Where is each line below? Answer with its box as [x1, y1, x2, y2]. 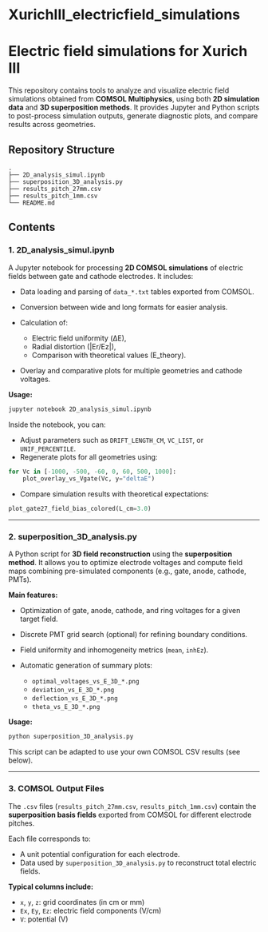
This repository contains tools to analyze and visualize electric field [8, 86, 230, 95]
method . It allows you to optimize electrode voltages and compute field [8, 558, 243, 568]
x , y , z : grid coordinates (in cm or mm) [19, 897, 145, 906]
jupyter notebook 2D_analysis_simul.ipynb [8, 405, 152, 413]
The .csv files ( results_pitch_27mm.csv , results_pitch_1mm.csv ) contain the [8, 801, 257, 811]
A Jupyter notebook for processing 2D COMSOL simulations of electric [8, 262, 244, 273]
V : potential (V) [19, 914, 69, 924]
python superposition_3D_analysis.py [8, 733, 134, 741]
